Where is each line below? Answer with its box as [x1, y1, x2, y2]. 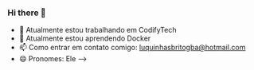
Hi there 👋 [7, 7, 47, 18]
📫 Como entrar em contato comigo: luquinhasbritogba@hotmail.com [18, 43, 246, 52]
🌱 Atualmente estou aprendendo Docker [18, 33, 151, 43]
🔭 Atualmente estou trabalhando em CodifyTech [18, 25, 177, 35]
